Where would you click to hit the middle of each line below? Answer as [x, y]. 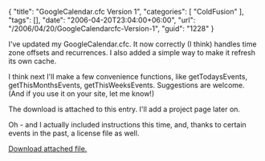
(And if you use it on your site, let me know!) [82, 94]
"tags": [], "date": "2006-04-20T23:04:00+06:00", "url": [102, 20]
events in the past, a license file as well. [74, 133]
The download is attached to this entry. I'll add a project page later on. [124, 109]
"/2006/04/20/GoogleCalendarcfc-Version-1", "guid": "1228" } [111, 28]
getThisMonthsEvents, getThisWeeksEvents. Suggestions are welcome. [126, 85]
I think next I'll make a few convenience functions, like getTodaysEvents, [128, 76]
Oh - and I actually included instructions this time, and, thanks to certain [127, 125]
